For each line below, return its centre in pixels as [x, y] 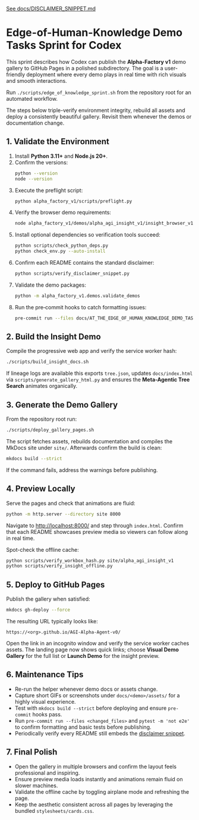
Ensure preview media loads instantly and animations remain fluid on [99, 779]
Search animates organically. [42, 386]
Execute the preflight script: [49, 190]
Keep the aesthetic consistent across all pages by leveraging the [94, 805]
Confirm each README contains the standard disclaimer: [84, 263]
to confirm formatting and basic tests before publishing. [83, 727]
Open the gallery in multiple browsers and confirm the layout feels [96, 766]
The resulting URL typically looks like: [52, 621]
